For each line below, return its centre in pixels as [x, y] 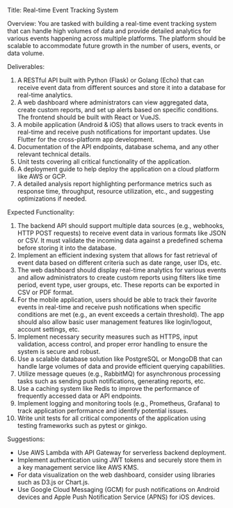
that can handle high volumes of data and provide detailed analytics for [109, 31]
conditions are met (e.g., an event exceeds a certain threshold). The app [121, 314]
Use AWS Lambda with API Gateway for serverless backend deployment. [122, 453]
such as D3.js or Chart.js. [53, 482]
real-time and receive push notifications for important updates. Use [114, 132]
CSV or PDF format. [46, 292]
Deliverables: [26, 67]
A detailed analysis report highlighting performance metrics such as [114, 184]
